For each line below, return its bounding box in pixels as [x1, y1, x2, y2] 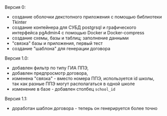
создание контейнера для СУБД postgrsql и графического [11, 24, 136, 30]
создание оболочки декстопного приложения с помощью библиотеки [11, 14, 162, 19]
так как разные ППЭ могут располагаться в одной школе [11, 81, 135, 87]
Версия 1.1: [4, 96, 28, 102]
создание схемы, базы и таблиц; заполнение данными [11, 35, 129, 41]
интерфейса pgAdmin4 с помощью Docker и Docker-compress [11, 30, 144, 35]
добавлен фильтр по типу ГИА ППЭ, [11, 65, 88, 71]
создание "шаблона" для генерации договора [11, 46, 110, 51]
